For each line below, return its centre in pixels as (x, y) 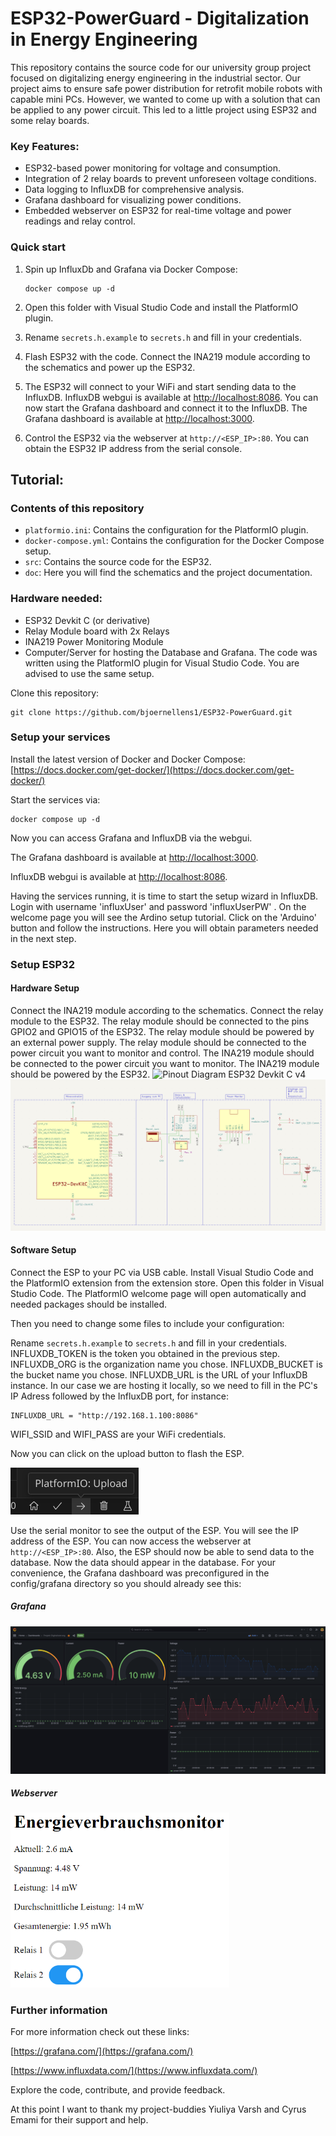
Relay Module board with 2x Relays (97, 631)
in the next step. (43, 938)
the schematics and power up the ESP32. (110, 367)
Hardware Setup (45, 988)
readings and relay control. (80, 221)
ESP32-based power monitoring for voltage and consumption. (153, 168)
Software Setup (43, 1250)
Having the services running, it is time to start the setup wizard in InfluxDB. (164, 896)
